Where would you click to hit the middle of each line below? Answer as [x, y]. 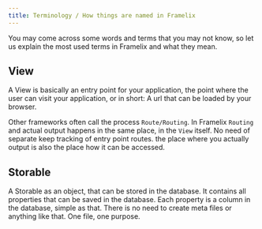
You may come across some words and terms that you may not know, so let [131, 38]
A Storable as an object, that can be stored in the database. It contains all [127, 191]
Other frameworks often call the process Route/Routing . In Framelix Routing [131, 122]
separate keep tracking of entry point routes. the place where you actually [129, 139]
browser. [22, 107]
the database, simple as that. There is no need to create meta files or [120, 208]
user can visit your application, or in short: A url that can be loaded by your [130, 99]
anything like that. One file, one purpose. [74, 216]
